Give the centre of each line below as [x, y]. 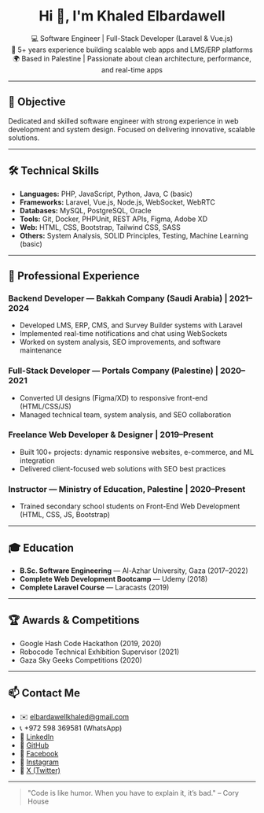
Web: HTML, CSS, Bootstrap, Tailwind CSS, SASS [100, 227]
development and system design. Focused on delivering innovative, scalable [132, 129]
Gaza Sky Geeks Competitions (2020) [81, 660]
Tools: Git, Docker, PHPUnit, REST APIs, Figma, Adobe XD [114, 219]
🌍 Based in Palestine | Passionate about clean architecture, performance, [132, 58]
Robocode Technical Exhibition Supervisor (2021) [99, 652]
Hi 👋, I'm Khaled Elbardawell [132, 16]
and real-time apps [132, 69]
